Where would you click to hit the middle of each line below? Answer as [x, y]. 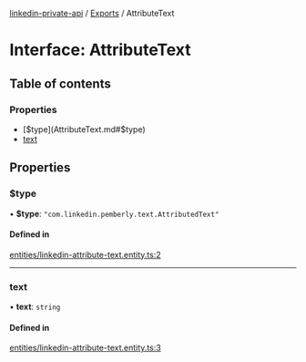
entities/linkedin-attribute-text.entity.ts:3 [85, 348]
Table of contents [60, 83]
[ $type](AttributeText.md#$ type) [84, 129]
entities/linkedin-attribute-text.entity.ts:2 [85, 254]
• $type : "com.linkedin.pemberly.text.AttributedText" [114, 213]
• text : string [35, 307]
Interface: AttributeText [100, 50]
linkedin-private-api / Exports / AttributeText [92, 13]
